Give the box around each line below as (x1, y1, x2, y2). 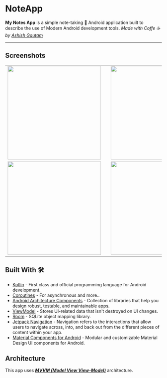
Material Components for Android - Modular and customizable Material (12, 335, 158, 341)
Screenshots (5, 51, 46, 60)
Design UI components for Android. (12, 340, 85, 346)
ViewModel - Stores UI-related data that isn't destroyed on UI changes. (12, 308, 158, 314)
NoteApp (5, 3, 43, 14)
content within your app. (12, 329, 63, 335)
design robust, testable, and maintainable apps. (12, 303, 110, 309)
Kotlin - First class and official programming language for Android (12, 281, 147, 287)
